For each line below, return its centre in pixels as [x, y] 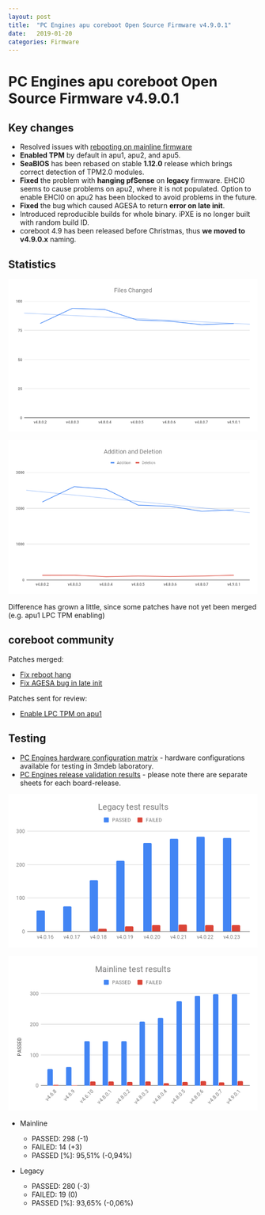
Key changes [41, 128]
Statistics [32, 264]
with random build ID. [54, 222]
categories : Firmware [44, 42]
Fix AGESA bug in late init [61, 683]
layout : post [30, 17]
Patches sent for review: [48, 698]
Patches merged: [36, 659]
